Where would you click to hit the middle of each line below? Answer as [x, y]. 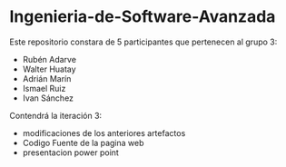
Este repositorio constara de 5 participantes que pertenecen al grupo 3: [143, 42]
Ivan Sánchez [48, 98]
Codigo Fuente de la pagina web [83, 142]
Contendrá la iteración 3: [56, 115]
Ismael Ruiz [44, 88]
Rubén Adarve [49, 59]
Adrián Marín [47, 78]
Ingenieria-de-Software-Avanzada [143, 17]
